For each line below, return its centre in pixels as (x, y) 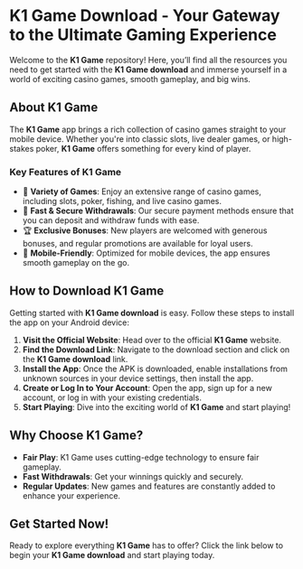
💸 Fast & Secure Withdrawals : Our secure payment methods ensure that (158, 211)
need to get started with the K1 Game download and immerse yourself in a (148, 70)
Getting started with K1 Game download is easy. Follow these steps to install (152, 312)
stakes (22, 148)
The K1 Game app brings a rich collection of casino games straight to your (148, 129)
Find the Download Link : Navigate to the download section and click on (156, 350)
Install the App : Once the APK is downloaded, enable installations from (155, 368)
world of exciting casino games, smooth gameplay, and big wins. (130, 79)
